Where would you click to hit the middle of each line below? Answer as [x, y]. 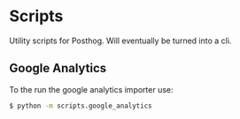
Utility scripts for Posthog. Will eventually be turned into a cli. [120, 41]
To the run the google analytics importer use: [92, 89]
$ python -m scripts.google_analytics [81, 106]
